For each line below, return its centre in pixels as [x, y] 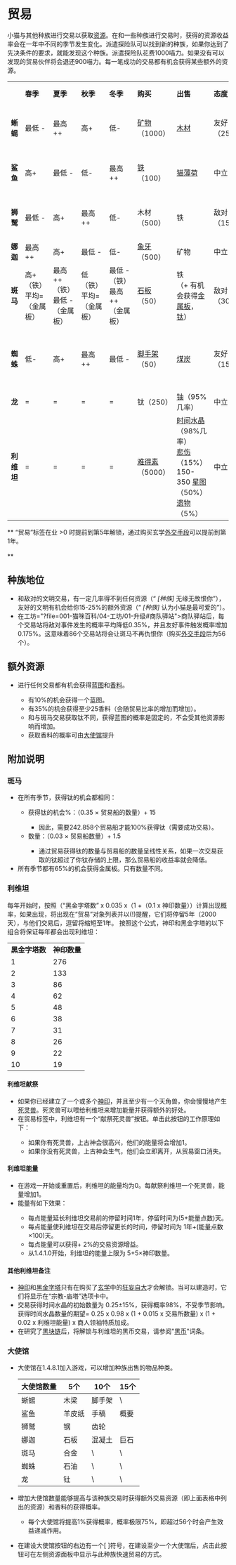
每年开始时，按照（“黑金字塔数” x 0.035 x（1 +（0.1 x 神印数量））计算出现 [114, 905]
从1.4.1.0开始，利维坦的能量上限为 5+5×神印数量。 [100, 1253]
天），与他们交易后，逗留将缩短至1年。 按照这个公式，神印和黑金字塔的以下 [116, 923]
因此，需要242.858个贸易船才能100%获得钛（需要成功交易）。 [128, 827]
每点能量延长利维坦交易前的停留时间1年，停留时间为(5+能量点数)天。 [128, 1218]
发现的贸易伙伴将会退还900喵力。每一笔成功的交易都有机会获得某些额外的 [115, 61]
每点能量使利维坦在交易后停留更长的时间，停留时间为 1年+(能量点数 [125, 1226]
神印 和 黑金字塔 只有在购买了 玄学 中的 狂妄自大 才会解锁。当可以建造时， [119, 1288]
